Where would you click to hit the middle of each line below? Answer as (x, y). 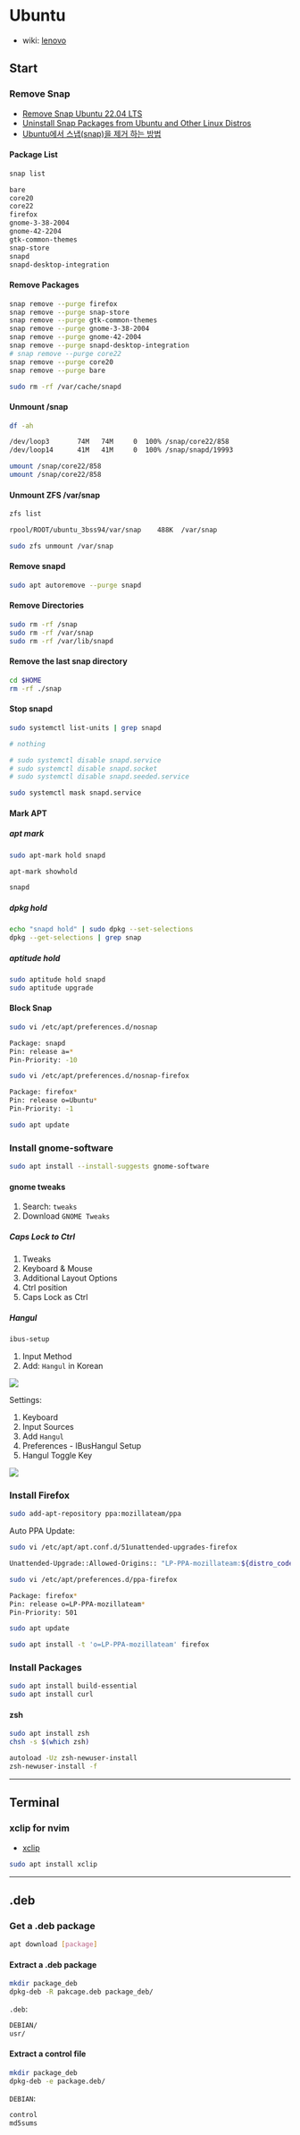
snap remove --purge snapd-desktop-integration (100, 345)
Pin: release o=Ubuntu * (54, 1101)
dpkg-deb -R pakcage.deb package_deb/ (81, 1992)
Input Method (47, 1357)
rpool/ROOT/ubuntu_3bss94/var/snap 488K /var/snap (113, 530)
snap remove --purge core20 (62, 362)
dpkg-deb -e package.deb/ (57, 2081)
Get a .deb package (52, 1926)
